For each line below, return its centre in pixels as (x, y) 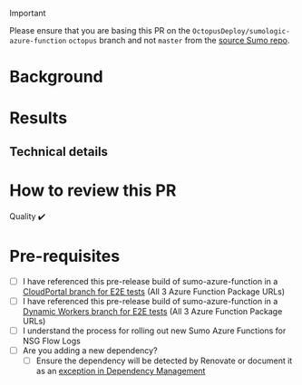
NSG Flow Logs (52, 341)
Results (39, 118)
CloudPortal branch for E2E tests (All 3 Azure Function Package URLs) (154, 291)
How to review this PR (93, 190)
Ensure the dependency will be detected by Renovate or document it (164, 361)
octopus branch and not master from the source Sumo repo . (179, 40)
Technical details (59, 152)
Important (28, 13)
